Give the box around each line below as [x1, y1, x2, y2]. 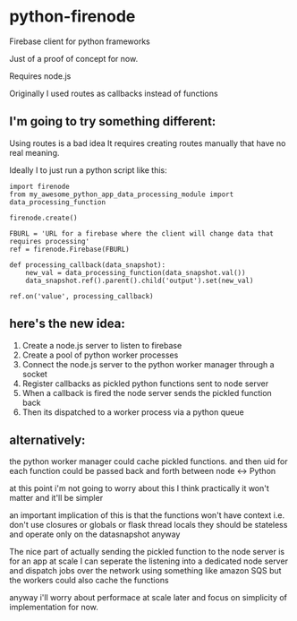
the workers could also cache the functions [9, 575, 169, 586]
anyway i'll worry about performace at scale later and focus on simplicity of [9, 592, 288, 603]
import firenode [9, 182, 70, 191]
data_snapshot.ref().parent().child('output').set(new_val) [25, 276, 254, 285]
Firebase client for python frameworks [9, 36, 150, 47]
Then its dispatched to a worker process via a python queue [21, 406, 244, 418]
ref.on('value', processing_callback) [9, 291, 154, 301]
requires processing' [9, 237, 90, 246]
